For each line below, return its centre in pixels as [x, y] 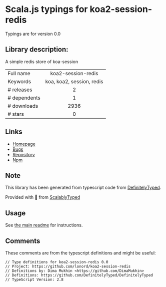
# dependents [24, 98]
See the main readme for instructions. [44, 225]
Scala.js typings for [46, 9]
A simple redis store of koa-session [42, 62]
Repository [23, 154]
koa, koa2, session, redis [74, 81]
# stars [16, 114]
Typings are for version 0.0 [33, 34]
